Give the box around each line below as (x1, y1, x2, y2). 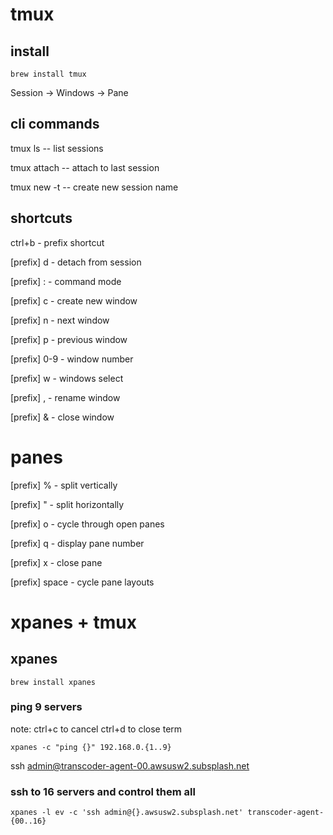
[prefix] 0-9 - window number (10, 353, 134, 365)
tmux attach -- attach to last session (10, 161, 160, 173)
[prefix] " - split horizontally (10, 498, 125, 510)
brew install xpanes (10, 677, 97, 687)
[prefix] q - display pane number (10, 537, 145, 549)
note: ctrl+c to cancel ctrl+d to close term (10, 723, 183, 735)
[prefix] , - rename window (10, 391, 121, 403)
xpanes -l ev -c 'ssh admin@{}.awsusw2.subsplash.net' (10, 808, 244, 818)
